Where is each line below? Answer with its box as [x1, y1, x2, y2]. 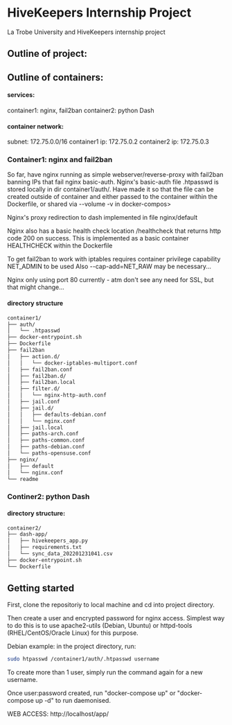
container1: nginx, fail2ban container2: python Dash [7, 106, 154, 114]
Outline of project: [7, 48, 88, 60]
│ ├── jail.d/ [7, 404, 54, 412]
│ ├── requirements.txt [7, 544, 82, 551]
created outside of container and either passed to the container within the [7, 193, 218, 201]
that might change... [7, 283, 64, 292]
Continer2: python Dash [7, 492, 90, 502]
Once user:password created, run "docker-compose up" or [7, 689, 176, 697]
